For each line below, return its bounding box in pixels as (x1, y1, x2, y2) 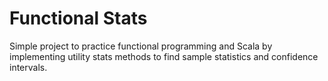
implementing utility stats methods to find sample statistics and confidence (9, 50, 319, 62)
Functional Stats (9, 7, 148, 30)
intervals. (9, 61, 48, 73)
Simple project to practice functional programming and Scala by (9, 40, 273, 52)
